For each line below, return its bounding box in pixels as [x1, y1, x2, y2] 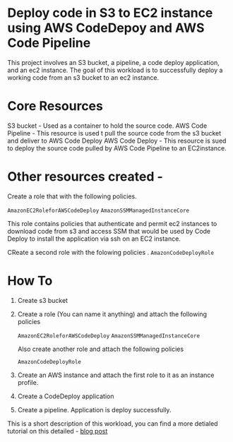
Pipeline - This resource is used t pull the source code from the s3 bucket [7, 129, 222, 137]
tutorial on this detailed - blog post [7, 426, 108, 435]
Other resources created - [7, 169, 164, 185]
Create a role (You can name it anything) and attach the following [17, 309, 207, 318]
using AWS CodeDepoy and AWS [7, 20, 205, 36]
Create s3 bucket [17, 296, 68, 304]
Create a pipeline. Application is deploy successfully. [17, 405, 172, 414]
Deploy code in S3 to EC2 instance [7, 5, 213, 21]
